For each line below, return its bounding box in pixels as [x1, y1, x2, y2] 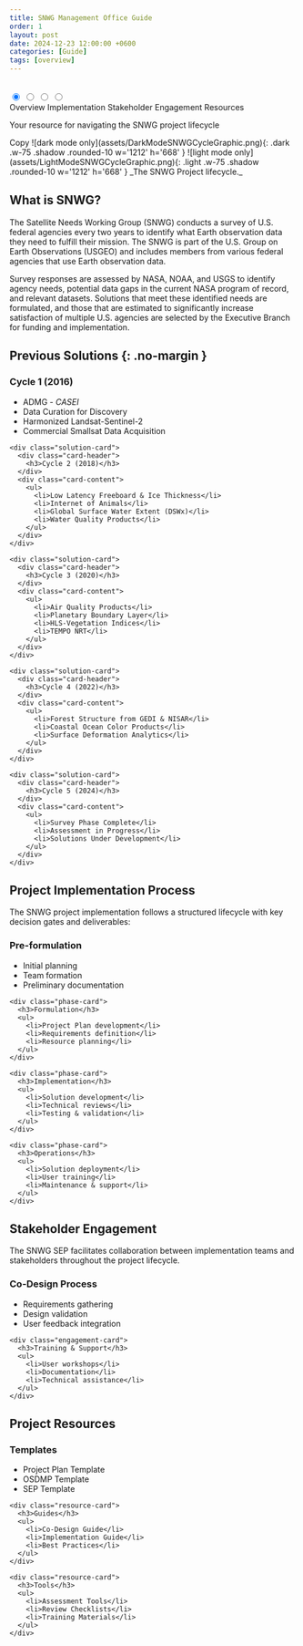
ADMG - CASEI [22, 396, 79, 407]
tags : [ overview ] [9, 56, 76, 65]
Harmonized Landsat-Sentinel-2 [22, 416, 144, 427]
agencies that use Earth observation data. [9, 255, 167, 266]
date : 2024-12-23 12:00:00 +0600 [9, 38, 136, 48]
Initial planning [22, 959, 77, 971]
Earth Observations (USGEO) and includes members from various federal [9, 245, 284, 256]
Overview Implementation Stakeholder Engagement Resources [9, 102, 245, 112]
